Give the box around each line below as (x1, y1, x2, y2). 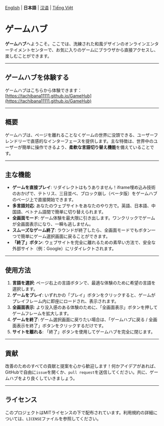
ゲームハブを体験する (5, 73, 69, 82)
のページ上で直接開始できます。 (12, 197, 77, 203)
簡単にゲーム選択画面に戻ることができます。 (20, 234, 110, 239)
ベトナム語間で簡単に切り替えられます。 (25, 209, 106, 215)
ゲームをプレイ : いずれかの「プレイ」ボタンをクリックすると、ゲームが (12, 292, 156, 298)
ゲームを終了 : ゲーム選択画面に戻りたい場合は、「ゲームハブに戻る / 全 (12, 317, 153, 323)
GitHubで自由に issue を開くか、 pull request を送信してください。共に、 (5, 369, 150, 375)
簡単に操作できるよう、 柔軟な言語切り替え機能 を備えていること (21, 144, 150, 150)
